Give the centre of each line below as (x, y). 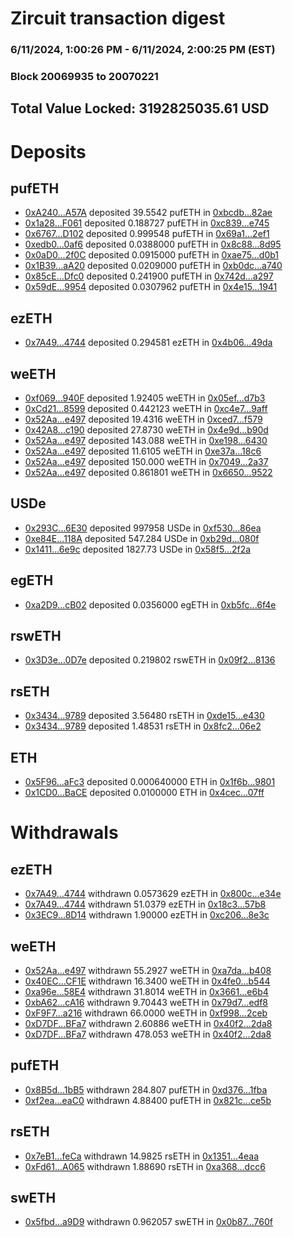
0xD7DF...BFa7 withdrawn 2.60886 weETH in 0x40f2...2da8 (148, 1023)
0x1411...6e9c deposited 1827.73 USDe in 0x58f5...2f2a (138, 549)
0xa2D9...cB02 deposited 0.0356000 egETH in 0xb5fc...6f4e (150, 604)
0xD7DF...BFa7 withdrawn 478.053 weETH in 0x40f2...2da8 (148, 1034)
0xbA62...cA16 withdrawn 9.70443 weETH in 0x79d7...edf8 (146, 1002)
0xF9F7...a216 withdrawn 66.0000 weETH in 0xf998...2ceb (146, 1013)
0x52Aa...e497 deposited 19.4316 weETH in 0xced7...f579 (143, 419)
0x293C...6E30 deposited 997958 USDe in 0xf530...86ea (143, 528)
